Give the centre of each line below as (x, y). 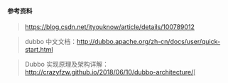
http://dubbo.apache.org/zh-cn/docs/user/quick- (149, 42)
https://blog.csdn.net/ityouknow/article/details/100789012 (110, 27)
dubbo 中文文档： (51, 42)
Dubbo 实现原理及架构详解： (66, 65)
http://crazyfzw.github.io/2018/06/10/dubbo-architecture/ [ (110, 72)
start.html (39, 50)
